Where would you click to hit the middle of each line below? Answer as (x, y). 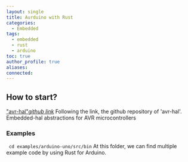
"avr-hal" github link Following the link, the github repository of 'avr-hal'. (94, 112)
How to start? (32, 97)
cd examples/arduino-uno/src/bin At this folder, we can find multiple (93, 146)
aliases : (17, 67)
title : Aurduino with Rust (40, 17)
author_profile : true (33, 62)
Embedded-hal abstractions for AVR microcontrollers (71, 118)
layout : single (25, 12)
